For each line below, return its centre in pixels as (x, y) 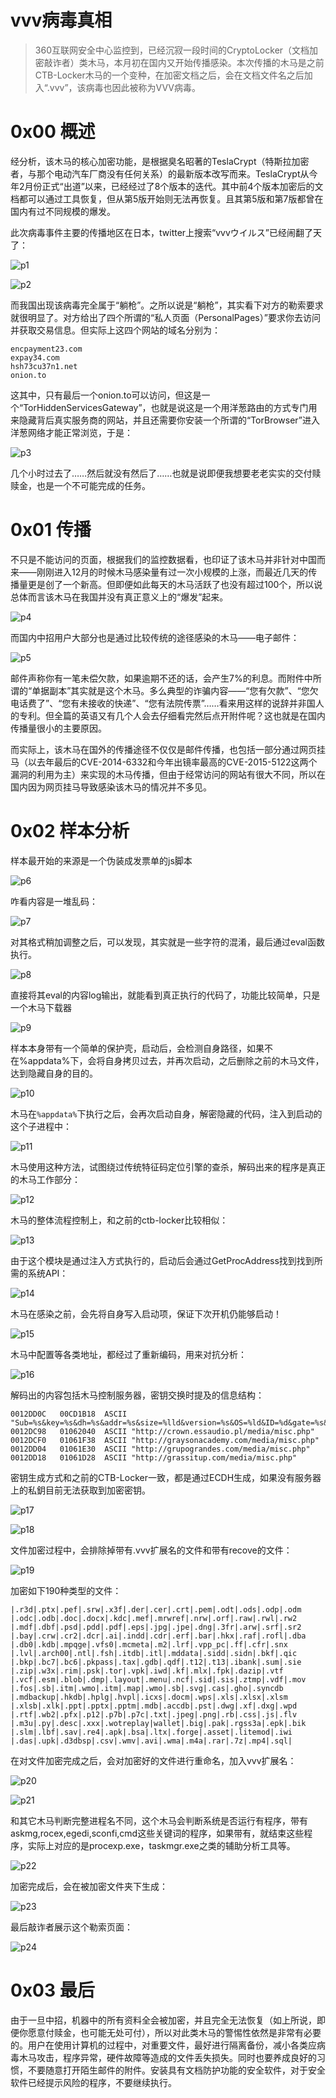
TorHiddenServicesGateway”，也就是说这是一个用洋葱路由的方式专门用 (170, 407)
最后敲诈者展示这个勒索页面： (71, 1927)
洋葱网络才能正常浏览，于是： (71, 432)
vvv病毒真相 (61, 20)
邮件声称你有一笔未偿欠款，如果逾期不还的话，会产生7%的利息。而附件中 (161, 678)
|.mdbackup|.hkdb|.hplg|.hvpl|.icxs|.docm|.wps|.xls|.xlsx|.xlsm (149, 1697)
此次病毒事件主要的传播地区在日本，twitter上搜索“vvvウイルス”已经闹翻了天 (166, 232)
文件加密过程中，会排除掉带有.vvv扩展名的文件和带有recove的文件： (151, 1550)
